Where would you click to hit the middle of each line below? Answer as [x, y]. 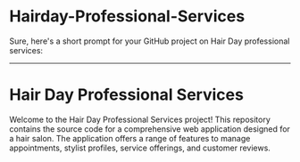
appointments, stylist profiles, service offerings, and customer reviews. [140, 148]
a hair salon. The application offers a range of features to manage [130, 138]
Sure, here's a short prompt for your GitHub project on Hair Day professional [150, 41]
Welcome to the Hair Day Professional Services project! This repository [140, 119]
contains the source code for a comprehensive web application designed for [150, 129]
